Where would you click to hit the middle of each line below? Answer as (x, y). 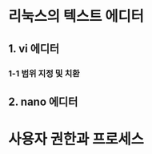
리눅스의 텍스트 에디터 (76, 16)
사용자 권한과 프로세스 (76, 139)
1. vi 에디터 (34, 49)
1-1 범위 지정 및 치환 (44, 73)
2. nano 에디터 (43, 101)
